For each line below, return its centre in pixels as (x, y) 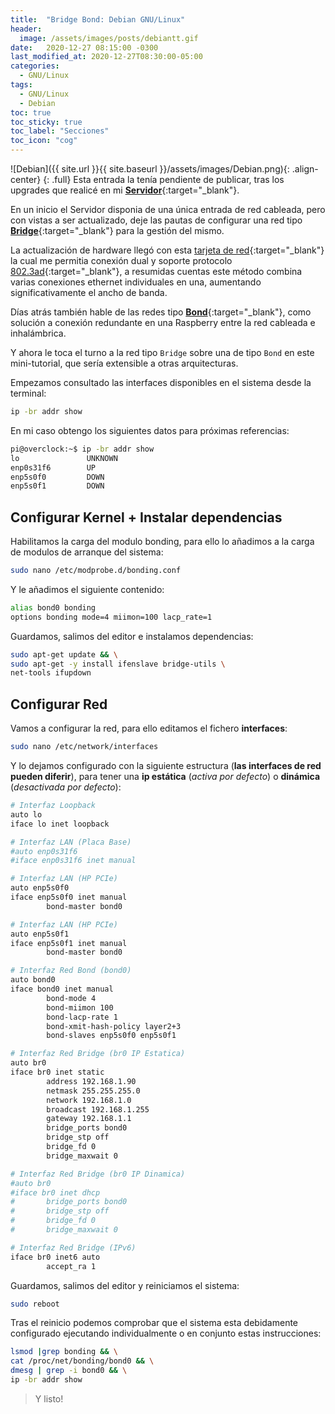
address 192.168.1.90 (91, 1081)
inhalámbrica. (38, 333)
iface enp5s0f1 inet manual (69, 943)
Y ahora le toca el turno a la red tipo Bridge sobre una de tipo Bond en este (162, 352)
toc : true (31, 112)
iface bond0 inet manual (62, 989)
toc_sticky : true (46, 122)
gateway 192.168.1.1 (89, 1119)
